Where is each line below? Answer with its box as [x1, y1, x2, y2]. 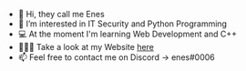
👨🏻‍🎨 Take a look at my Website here [17, 42, 155, 52]
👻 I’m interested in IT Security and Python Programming [17, 18, 228, 29]
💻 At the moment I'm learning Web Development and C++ [17, 28, 237, 39]
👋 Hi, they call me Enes [17, 9, 105, 19]
